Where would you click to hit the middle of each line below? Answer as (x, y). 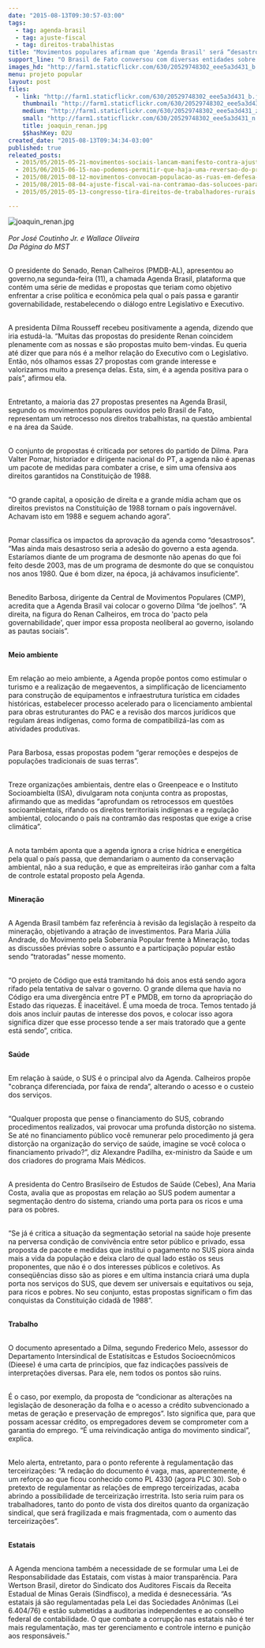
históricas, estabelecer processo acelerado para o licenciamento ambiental (130, 703)
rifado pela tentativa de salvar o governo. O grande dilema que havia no (125, 988)
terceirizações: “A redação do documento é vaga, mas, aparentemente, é (127, 1470)
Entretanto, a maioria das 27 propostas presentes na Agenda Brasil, (118, 402)
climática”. (25, 826)
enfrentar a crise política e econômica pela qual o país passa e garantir (123, 295)
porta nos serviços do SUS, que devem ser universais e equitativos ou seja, (131, 1283)
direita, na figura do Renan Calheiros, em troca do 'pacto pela (108, 614)
